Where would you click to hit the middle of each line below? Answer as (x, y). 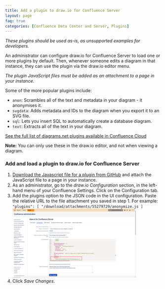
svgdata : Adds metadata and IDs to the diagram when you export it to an (86, 111)
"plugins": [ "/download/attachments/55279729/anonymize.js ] (78, 206)
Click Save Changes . (34, 281)
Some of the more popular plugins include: (49, 91)
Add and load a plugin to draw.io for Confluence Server (72, 164)
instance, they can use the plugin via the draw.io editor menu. (68, 66)
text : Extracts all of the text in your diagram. (57, 127)
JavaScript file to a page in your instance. (55, 180)
